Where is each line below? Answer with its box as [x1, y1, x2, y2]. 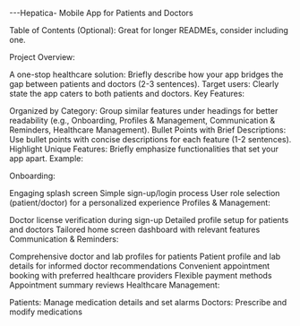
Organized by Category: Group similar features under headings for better [9, 106, 279, 116]
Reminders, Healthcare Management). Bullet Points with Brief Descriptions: [9, 124, 287, 135]
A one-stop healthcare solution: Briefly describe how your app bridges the [9, 69, 284, 80]
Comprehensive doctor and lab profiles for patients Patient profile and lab [9, 251, 281, 262]
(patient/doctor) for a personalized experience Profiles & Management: [9, 197, 270, 208]
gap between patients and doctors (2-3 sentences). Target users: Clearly [9, 79, 279, 89]
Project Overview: [9, 52, 76, 62]
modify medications [9, 306, 83, 317]
